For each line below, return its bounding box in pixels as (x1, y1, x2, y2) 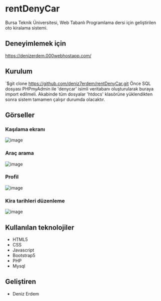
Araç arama (5, 149, 34, 156)
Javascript (12, 247, 34, 253)
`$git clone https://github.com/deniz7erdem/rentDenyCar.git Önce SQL (5, 80, 151, 86)
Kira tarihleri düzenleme (5, 197, 65, 204)
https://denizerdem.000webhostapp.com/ (5, 52, 91, 58)
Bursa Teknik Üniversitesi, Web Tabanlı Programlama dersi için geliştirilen (5, 19, 156, 25)
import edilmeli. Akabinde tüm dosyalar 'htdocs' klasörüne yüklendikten (5, 91, 153, 97)
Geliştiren (5, 277, 36, 286)
